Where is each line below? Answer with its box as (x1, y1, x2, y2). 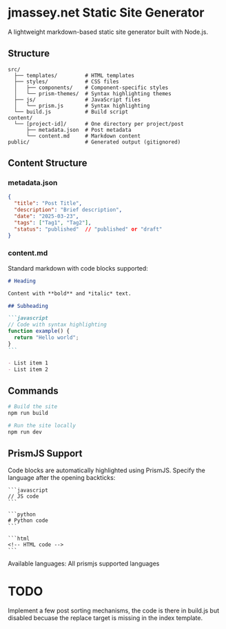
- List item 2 (8, 366, 49, 373)
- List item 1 (8, 359, 49, 367)
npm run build (8, 409, 49, 417)
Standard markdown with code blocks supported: (8, 264, 149, 272)
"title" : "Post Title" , (14, 200, 82, 207)
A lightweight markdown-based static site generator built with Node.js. (8, 28, 209, 36)
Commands (8, 385, 59, 396)
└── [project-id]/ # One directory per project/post (14, 120, 185, 127)
